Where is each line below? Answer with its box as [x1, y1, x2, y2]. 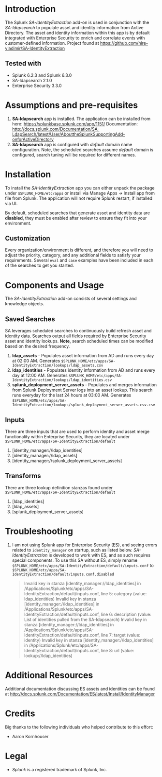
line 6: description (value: [101, 611, 151, 617]
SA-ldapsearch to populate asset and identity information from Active [5, 24, 144, 30]
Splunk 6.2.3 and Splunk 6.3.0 [12, 72, 72, 78]
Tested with [5, 59, 42, 68]
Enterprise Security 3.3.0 [12, 83, 62, 88]
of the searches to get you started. [5, 262, 74, 268]
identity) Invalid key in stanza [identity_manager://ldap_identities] [24, 637, 154, 643]
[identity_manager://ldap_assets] [12, 453, 77, 458]
